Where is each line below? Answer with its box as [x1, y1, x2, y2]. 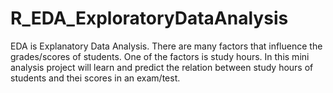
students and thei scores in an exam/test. [10, 72, 181, 84]
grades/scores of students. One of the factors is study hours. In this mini [10, 50, 310, 62]
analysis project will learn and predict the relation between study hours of [10, 61, 314, 73]
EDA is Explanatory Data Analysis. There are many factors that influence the [10, 40, 323, 52]
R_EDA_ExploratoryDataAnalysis [10, 7, 289, 30]
